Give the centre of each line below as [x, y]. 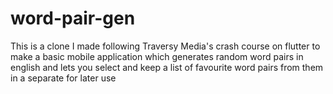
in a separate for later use [63, 78]
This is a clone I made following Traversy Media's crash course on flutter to [165, 46]
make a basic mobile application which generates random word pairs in [157, 56]
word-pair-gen [73, 18]
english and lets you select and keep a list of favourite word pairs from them [167, 67]
